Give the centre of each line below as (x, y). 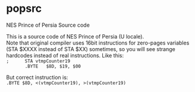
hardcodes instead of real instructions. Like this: (65, 55)
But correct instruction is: (37, 77)
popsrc (24, 9)
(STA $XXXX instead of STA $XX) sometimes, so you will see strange (91, 49)
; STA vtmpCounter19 (38, 61)
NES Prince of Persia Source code (48, 25)
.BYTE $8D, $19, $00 (53, 66)
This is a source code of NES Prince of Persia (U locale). (75, 36)
